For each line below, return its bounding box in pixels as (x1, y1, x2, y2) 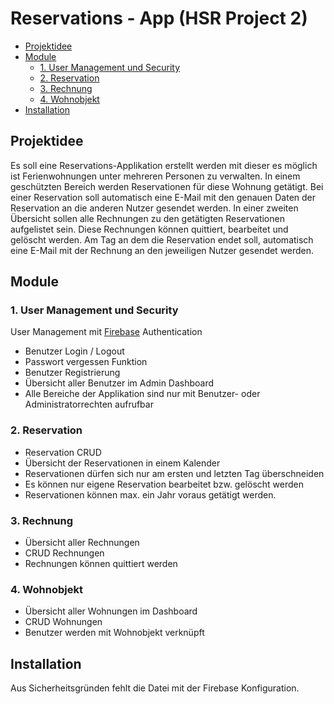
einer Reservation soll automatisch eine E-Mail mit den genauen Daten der (10, 191, 317, 203)
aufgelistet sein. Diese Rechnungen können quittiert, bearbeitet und (10, 223, 289, 235)
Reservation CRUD (24, 446, 102, 458)
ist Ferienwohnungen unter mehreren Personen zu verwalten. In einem (10, 170, 301, 182)
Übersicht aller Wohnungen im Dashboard (24, 605, 198, 617)
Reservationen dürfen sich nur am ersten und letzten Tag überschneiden (24, 467, 325, 479)
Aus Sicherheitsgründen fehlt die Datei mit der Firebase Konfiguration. (10, 682, 300, 694)
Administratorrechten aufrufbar (24, 398, 154, 411)
